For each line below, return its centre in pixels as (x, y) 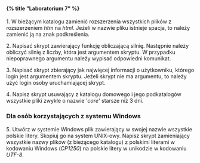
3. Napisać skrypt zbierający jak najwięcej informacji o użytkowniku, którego (100, 70)
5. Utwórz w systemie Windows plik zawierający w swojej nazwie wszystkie (99, 129)
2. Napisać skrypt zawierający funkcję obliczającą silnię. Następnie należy (98, 46)
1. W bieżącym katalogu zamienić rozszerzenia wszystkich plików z (89, 21)
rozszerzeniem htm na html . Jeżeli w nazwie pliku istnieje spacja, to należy (98, 28)
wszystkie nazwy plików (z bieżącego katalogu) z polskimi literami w (90, 142)
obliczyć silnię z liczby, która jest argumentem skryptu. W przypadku (91, 52)
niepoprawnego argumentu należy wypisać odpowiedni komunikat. (89, 59)
